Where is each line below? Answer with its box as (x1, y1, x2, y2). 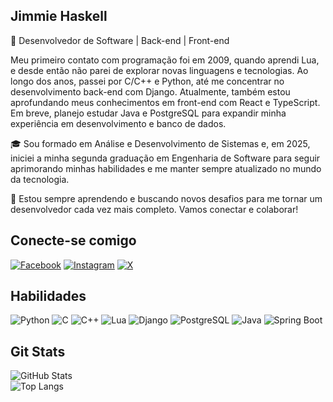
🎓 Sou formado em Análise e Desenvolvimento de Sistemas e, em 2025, (10, 137, 311, 149)
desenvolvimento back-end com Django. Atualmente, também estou (10, 85, 291, 98)
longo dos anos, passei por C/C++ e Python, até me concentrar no (10, 75, 285, 87)
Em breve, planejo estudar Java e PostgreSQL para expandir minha (10, 107, 287, 119)
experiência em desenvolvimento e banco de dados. (10, 117, 227, 129)
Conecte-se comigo (10, 232, 137, 249)
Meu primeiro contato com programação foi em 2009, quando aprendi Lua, (10, 54, 320, 66)
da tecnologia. (10, 173, 70, 185)
